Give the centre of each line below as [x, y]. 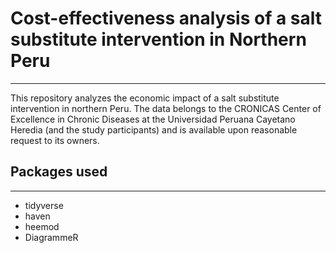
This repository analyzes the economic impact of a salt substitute [145, 98]
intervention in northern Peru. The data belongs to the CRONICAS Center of [166, 108]
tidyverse [44, 205]
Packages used [59, 172]
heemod [42, 226]
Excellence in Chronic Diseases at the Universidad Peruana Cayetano [153, 119]
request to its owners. [55, 140]
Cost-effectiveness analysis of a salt [166, 18]
